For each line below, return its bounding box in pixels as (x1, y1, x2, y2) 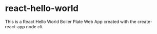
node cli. (26, 23, 44, 29)
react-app (5, 23, 25, 29)
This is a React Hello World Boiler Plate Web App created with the (5, 19, 137, 24)
